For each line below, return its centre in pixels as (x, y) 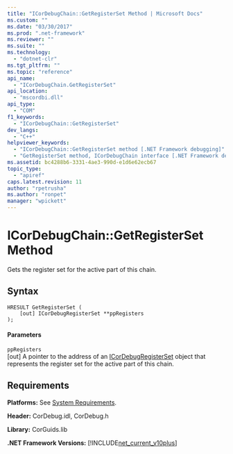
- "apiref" (29, 175)
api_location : (28, 91)
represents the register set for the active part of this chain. (91, 364)
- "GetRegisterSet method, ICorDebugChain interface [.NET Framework (116, 156)
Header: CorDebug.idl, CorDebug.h (58, 416)
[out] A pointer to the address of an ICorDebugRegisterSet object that (106, 356)
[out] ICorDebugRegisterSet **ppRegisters (82, 314)
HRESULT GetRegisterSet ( (44, 307)
